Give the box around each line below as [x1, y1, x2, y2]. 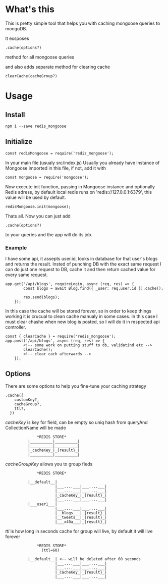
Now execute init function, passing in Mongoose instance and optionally [5, 183, 155, 190]
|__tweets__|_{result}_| [54, 515, 107, 520]
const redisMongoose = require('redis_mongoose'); [5, 150, 114, 156]
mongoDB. [5, 25, 28, 31]
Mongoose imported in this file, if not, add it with [5, 165, 106, 171]
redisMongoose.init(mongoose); [5, 204, 71, 209]
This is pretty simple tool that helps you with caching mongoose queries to [5, 20, 160, 26]
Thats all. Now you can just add [5, 213, 71, 219]
